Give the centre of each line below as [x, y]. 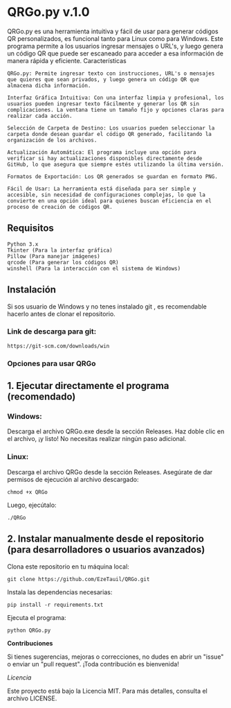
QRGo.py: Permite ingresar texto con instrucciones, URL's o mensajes [111, 74]
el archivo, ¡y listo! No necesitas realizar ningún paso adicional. [97, 439]
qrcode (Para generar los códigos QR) [63, 262]
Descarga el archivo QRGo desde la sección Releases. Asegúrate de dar [110, 472]
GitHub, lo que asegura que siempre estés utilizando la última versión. [116, 164]
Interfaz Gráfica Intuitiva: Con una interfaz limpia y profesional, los [116, 98]
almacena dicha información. [49, 85]
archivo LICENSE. [32, 698]
